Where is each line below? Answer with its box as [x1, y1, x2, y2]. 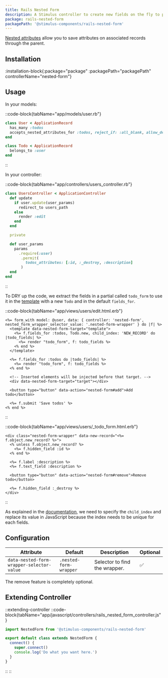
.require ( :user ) [18, 251, 52, 256]
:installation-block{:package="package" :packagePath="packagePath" [5, 68, 151, 74]
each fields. [5, 519, 29, 525]
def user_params [9, 241, 43, 247]
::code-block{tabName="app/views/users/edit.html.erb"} [5, 308, 123, 314]
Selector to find [94, 558, 131, 565]
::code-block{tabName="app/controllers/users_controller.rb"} [5, 181, 132, 187]
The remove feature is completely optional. [5, 578, 93, 584]
